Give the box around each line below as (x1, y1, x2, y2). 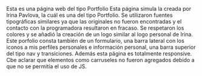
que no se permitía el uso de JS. (6, 63, 87, 70)
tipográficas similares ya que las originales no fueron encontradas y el (6, 18, 182, 25)
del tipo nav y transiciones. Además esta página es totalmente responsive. (6, 50, 192, 57)
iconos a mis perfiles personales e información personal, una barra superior (6, 43, 196, 51)
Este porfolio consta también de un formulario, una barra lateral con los (6, 37, 185, 44)
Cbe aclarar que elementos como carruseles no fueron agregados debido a (6, 57, 195, 63)
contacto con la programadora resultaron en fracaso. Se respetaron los (6, 24, 184, 31)
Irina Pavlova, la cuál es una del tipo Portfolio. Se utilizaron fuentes (6, 11, 173, 19)
